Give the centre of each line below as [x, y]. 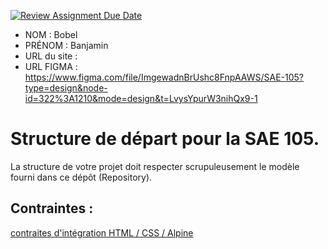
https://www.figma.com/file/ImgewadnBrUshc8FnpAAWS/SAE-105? [164, 77]
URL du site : [51, 56]
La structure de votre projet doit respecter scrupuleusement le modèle [155, 166]
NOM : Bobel [51, 34]
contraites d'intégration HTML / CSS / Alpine [102, 232]
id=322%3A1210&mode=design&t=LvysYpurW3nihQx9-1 [141, 98]
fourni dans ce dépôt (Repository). [81, 177]
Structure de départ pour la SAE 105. [165, 139]
